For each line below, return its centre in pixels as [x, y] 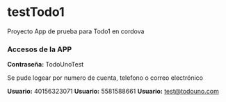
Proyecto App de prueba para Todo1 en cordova [76, 31]
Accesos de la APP [40, 49]
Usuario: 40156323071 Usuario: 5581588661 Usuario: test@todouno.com [113, 92]
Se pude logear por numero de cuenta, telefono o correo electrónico [105, 78]
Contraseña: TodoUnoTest [46, 65]
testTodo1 [36, 12]
